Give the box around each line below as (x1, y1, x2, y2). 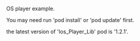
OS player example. (6, 5, 55, 12)
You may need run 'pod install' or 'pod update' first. (6, 17, 135, 23)
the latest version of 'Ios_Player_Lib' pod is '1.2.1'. (6, 28, 129, 35)
